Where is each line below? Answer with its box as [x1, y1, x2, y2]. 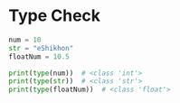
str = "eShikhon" [8, 43, 74, 52]
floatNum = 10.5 [8, 51, 70, 61]
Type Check [8, 5, 101, 26]
